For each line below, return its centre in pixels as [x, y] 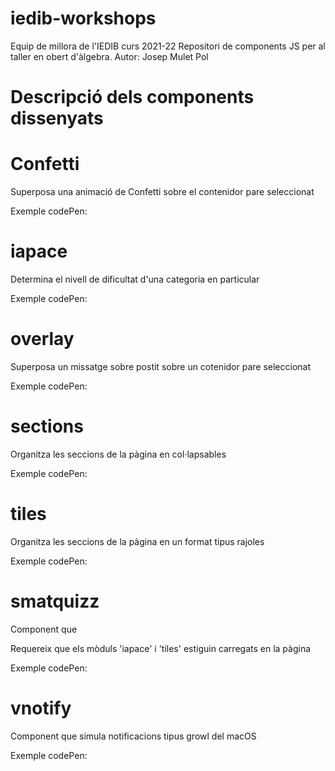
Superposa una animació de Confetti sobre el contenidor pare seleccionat [162, 192]
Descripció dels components [132, 97]
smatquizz [55, 601]
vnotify [41, 708]
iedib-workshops [83, 18]
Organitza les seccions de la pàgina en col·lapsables [118, 454]
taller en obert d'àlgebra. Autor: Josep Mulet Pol [109, 56]
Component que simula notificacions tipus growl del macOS [133, 736]
